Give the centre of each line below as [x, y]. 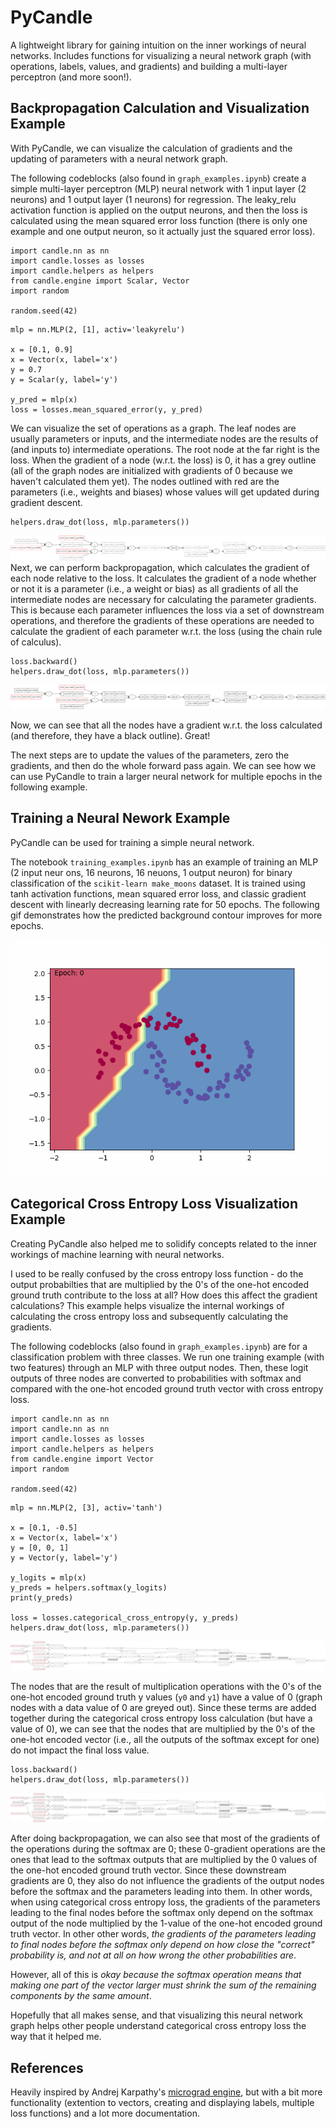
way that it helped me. [56, 2037]
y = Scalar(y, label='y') [64, 379]
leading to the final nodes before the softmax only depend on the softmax [162, 1913]
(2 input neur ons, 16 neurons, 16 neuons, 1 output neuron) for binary [151, 872]
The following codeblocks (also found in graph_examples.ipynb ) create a [158, 178]
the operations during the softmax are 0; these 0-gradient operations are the [168, 1849]
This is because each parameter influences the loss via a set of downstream [167, 610]
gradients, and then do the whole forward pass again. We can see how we [163, 765]
